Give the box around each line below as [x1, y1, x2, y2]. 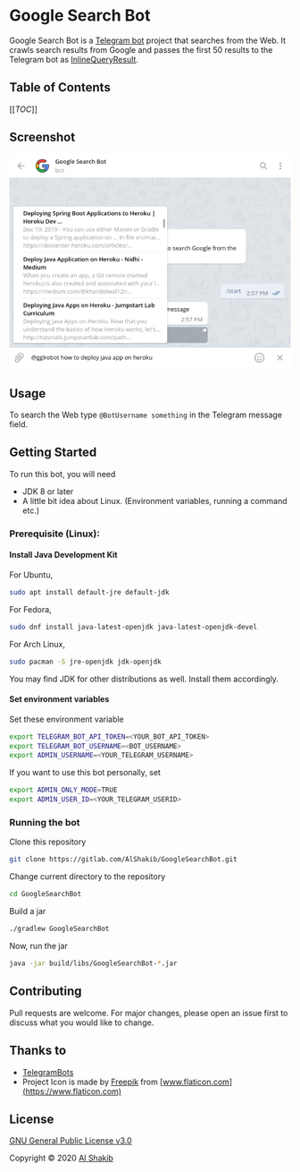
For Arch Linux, [9, 638, 65, 649]
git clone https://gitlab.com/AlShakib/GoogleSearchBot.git [9, 855, 238, 864]
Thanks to [9, 1043, 67, 1058]
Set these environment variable [9, 714, 125, 724]
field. [9, 418, 29, 430]
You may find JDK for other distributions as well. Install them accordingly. [9, 673, 279, 684]
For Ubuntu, [9, 569, 54, 580]
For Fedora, [9, 603, 52, 614]
